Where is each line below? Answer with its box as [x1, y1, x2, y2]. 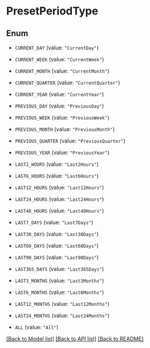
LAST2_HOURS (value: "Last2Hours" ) [14, 160, 99, 168]
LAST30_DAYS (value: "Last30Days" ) [14, 230, 99, 237]
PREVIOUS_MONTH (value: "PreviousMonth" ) [14, 126, 115, 133]
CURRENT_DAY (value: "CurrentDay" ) [14, 44, 99, 51]
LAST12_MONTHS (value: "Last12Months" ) [14, 301, 110, 307]
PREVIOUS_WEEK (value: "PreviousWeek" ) [14, 114, 110, 121]
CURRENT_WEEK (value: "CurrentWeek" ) [14, 56, 104, 63]
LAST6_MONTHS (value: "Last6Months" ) [14, 288, 104, 296]
